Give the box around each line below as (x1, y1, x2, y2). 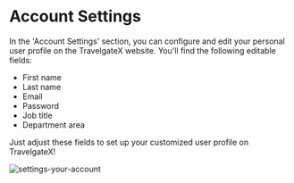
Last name (21, 81, 62, 92)
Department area (21, 119, 85, 130)
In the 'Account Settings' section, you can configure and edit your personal (9, 36, 286, 46)
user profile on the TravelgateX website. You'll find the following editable (9, 45, 277, 55)
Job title (21, 110, 53, 121)
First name (21, 71, 63, 82)
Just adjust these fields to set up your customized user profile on (9, 137, 248, 147)
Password (21, 100, 60, 111)
